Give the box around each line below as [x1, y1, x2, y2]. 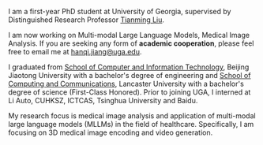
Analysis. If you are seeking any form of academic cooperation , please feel [8, 39, 254, 48]
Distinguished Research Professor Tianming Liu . [8, 15, 164, 24]
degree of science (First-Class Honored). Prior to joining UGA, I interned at [8, 87, 251, 97]
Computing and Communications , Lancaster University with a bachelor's [8, 79, 245, 88]
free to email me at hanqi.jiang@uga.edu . [8, 47, 142, 56]
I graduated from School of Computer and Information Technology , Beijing [8, 62, 250, 72]
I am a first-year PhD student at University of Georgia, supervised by [8, 7, 231, 16]
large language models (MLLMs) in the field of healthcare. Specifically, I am [8, 120, 254, 128]
